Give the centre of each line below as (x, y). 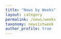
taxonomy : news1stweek (29, 24)
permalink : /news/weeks (31, 19)
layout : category (24, 15)
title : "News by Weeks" (31, 10)
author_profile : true (28, 29)
